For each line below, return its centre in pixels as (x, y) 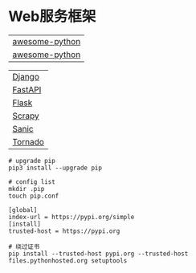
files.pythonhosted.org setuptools (68, 261)
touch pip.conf (34, 196)
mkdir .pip (27, 189)
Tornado (28, 141)
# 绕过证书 (24, 247)
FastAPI (27, 89)
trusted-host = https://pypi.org (64, 231)
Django (26, 76)
